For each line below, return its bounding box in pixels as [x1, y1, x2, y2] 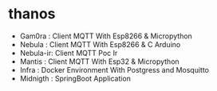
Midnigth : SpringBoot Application [19, 73, 132, 83]
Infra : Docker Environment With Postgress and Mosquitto [19, 65, 210, 74]
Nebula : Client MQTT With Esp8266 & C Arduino [19, 39, 181, 49]
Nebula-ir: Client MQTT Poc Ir [19, 48, 118, 57]
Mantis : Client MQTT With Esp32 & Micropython [19, 57, 180, 66]
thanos [8, 5, 56, 23]
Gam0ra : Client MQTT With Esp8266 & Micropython [19, 31, 193, 41]
